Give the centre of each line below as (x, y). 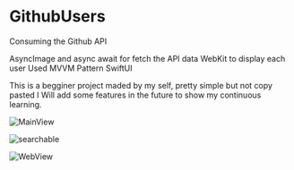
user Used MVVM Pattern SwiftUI (71, 68)
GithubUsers (57, 17)
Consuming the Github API (58, 41)
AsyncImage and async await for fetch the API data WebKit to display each (147, 58)
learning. (26, 104)
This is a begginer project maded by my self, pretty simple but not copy (141, 85)
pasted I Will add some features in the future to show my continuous (135, 95)
